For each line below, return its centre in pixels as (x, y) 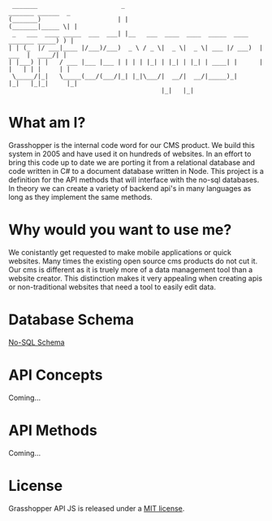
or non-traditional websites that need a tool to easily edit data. (112, 287)
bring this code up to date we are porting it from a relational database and (132, 162)
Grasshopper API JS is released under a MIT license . (97, 508)
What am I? (47, 123)
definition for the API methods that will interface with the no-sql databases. (134, 180)
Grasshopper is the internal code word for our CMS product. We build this (132, 145)
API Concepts (56, 375)
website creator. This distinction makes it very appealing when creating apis (135, 278)
